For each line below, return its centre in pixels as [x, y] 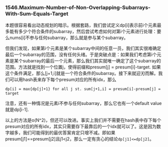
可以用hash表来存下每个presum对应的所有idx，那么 [63, 79]
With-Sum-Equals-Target [37, 13]
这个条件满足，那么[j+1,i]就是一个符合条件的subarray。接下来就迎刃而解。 [82, 73]
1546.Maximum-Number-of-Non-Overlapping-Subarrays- [78, 7]
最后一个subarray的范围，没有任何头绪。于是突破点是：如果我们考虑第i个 [81, 54]
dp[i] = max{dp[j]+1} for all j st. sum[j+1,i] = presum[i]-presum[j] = [83, 89]
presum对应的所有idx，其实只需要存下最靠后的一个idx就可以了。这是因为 [81, 126]
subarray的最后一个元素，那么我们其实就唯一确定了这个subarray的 [92, 61]
